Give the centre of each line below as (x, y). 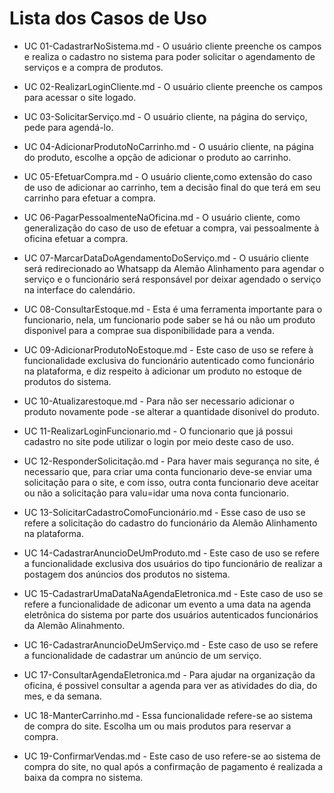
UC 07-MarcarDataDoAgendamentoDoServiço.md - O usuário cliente (166, 258)
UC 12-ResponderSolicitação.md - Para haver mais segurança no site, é (171, 461)
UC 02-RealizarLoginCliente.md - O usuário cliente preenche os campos (173, 86)
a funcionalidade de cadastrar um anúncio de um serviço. (142, 655)
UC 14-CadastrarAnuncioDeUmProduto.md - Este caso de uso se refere (171, 553)
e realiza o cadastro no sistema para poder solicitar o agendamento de (169, 56)
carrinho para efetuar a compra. (89, 198)
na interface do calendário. (79, 289)
